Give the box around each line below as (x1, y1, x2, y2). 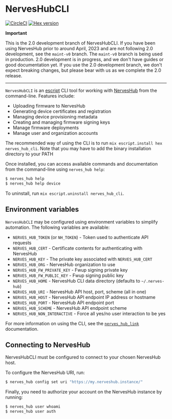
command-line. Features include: (5, 93, 75, 99)
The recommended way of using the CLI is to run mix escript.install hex (5, 139, 163, 146)
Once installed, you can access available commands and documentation (5, 161, 158, 167)
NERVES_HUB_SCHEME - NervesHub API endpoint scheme (12, 305, 127, 311)
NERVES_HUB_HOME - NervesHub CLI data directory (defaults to (12, 277, 141, 284)
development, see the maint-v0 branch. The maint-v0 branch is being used (5, 51, 163, 57)
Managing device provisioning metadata (12, 113, 98, 119)
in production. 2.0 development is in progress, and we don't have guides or (5, 56, 164, 62)
